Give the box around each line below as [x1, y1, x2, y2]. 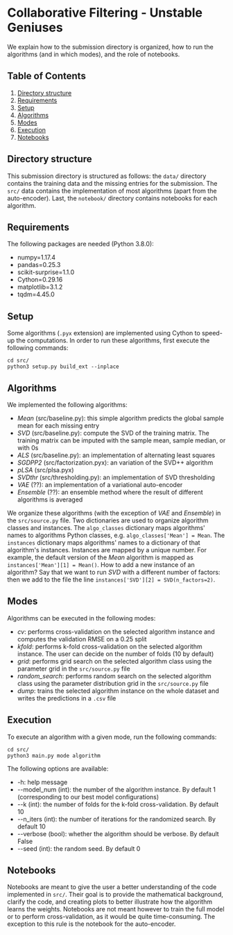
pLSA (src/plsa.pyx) [17, 466, 74, 474]
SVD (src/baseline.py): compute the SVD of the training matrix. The [17, 429, 209, 437]
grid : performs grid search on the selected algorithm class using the [17, 657, 212, 665]
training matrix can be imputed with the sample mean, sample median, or [17, 436, 226, 445]
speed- [202, 329, 223, 337]
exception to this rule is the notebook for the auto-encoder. [7, 920, 176, 928]
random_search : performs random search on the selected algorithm [17, 671, 212, 680]
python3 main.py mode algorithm [7, 752, 101, 759]
